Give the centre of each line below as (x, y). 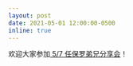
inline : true (30, 30)
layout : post (30, 16)
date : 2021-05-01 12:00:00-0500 (62, 23)
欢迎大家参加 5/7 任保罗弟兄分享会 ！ (68, 54)
